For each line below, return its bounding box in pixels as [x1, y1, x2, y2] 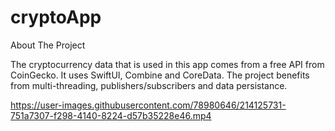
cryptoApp [10, 6, 102, 29]
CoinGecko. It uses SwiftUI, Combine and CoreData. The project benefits [10, 69, 310, 81]
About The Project [10, 39, 86, 51]
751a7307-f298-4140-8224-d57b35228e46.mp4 [10, 109, 212, 121]
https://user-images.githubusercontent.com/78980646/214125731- [10, 99, 287, 111]
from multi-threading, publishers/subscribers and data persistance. [10, 79, 288, 91]
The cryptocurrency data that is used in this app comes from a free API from [10, 58, 325, 70]
